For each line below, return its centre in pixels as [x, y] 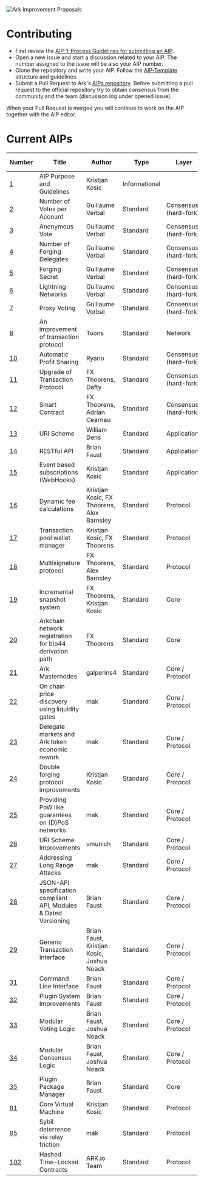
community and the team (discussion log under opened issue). [93, 96]
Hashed [50, 1154]
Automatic [54, 354]
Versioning [54, 921]
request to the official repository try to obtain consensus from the [97, 90]
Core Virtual [56, 1104]
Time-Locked [59, 1162]
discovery [53, 702]
